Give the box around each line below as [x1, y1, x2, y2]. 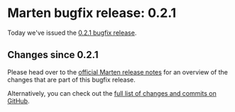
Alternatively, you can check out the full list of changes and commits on [7, 89, 217, 97]
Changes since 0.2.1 [7, 49, 99, 61]
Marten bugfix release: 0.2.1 [7, 5, 177, 21]
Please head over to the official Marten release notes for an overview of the [7, 67, 229, 76]
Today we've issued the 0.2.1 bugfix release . [7, 28, 137, 37]
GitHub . [7, 96, 30, 105]
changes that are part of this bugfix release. [7, 75, 136, 84]
